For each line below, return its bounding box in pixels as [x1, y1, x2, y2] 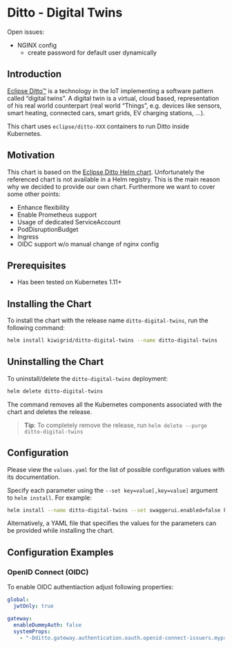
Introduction [7, 68, 62, 80]
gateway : [7, 615, 32, 622]
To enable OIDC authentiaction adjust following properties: [7, 583, 174, 591]
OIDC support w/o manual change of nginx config [17, 239, 159, 248]
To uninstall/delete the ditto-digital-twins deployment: [7, 374, 168, 382]
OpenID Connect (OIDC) [7, 567, 89, 577]
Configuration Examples [7, 547, 114, 558]
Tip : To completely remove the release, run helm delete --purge [23, 421, 207, 429]
